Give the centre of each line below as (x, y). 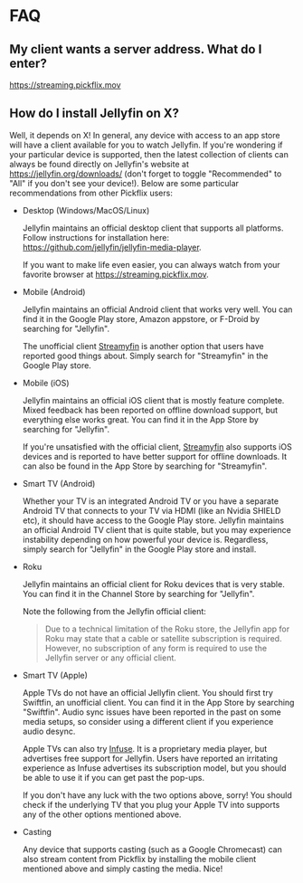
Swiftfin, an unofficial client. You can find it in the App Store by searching (158, 702)
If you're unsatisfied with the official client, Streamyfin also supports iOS (157, 446)
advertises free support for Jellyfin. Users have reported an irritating (150, 758)
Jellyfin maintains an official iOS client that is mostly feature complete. (153, 400)
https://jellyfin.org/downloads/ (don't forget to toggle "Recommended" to (146, 174)
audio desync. (49, 731)
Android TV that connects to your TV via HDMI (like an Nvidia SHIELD (151, 510)
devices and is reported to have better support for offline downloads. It (155, 456)
